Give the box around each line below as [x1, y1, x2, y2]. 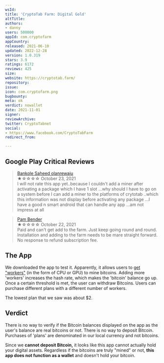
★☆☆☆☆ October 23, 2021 [17, 175, 76, 181]
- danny [5, 26, 21, 30]
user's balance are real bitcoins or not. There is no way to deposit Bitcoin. [5, 327, 154, 333]
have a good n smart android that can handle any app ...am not [17, 202, 144, 207]
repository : [5, 80, 29, 85]
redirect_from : [5, 135, 36, 140]
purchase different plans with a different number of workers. [5, 285, 127, 291]
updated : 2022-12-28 [5, 48, 47, 53]
